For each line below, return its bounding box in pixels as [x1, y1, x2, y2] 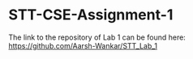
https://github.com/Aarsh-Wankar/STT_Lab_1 [8, 40, 158, 50]
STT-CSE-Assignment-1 [8, 6, 174, 24]
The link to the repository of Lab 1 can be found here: [8, 32, 187, 42]
